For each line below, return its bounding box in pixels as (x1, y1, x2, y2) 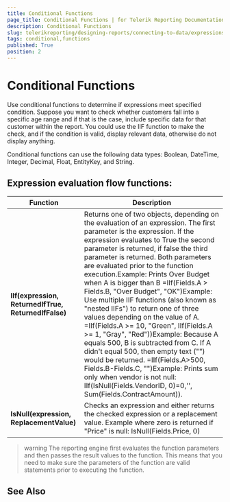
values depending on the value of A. (84, 312, 200, 322)
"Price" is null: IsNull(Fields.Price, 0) (84, 426, 201, 435)
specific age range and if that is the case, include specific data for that (7, 115, 207, 123)
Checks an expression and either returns (84, 401, 215, 410)
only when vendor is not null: (84, 372, 177, 381)
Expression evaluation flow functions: (7, 178, 172, 189)
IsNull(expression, (10, 409, 72, 418)
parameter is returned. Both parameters (84, 252, 212, 261)
